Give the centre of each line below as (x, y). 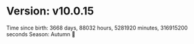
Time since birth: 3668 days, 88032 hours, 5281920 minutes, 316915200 (97, 28)
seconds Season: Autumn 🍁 (41, 34)
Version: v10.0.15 (50, 11)
